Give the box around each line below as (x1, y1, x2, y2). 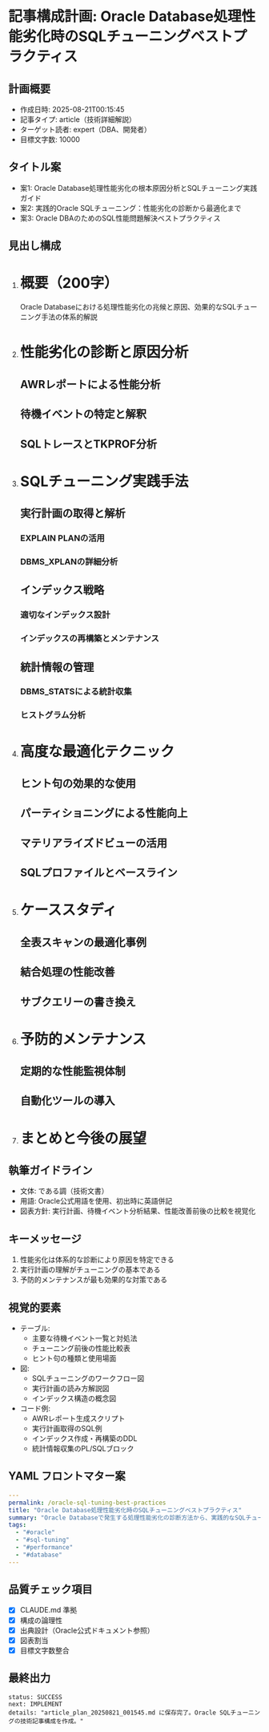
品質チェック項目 (8, 1583, 93, 1596)
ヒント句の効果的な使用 (19, 776, 136, 790)
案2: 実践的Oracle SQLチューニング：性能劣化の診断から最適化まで (19, 203, 242, 212)
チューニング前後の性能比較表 (31, 1344, 130, 1354)
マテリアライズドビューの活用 (19, 836, 168, 850)
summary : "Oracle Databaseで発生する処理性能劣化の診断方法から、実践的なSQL (8, 1513, 246, 1522)
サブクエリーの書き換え (19, 995, 136, 1009)
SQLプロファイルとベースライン (19, 866, 178, 880)
